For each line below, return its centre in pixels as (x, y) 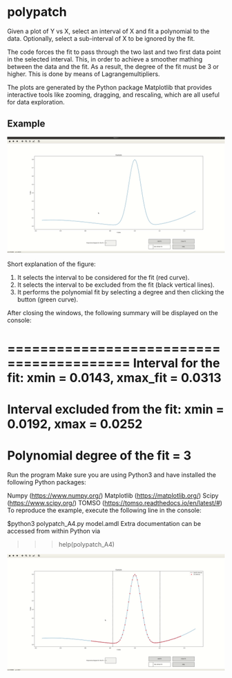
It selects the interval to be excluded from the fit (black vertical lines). (116, 285)
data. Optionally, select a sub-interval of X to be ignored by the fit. (101, 38)
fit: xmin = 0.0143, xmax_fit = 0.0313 (115, 378)
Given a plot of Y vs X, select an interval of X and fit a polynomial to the (108, 31)
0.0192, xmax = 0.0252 (75, 424)
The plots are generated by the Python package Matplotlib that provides (109, 87)
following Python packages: (47, 482)
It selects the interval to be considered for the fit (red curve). (103, 278)
